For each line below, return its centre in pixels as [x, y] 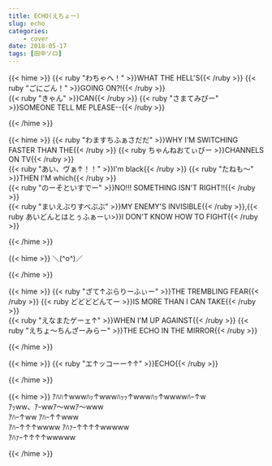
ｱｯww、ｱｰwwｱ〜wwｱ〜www [56, 407]
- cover [36, 39]
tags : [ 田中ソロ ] [35, 54]
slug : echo [27, 24]
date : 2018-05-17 [38, 46]
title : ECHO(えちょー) [44, 16]
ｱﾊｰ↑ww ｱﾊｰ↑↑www [44, 417]
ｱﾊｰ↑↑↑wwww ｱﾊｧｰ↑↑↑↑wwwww [69, 427]
